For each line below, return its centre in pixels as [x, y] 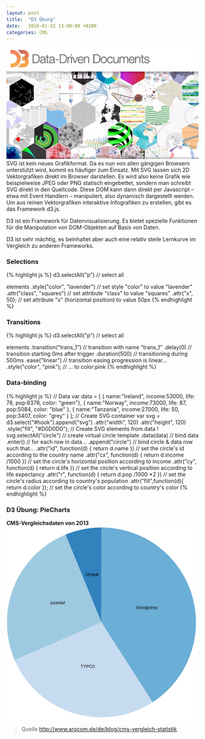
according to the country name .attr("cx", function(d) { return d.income [95, 455]
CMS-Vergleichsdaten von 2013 [48, 523]
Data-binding [27, 383]
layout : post [23, 13]
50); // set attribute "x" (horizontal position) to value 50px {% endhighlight [99, 300]
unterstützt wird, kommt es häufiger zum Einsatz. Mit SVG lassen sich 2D [98, 170]
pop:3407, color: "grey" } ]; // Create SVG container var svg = [83, 415]
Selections [23, 262]
